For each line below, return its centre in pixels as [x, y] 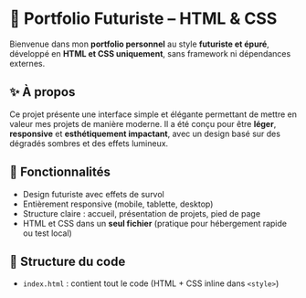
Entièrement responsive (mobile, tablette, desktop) [118, 204]
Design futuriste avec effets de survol [93, 194]
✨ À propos [42, 92]
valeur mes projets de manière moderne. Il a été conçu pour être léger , [143, 123]
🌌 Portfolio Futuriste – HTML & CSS [143, 19]
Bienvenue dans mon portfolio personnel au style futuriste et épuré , [139, 44]
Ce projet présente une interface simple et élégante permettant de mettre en [153, 114]
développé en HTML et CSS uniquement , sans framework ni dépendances [150, 53]
